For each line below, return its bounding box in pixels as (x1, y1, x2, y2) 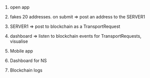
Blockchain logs (9, 67, 43, 73)
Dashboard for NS (9, 58, 47, 64)
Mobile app (9, 48, 33, 54)
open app (9, 4, 30, 10)
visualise (9, 38, 28, 44)
